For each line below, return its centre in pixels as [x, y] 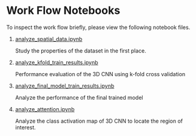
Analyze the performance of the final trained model [79, 97]
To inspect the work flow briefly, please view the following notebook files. [98, 27]
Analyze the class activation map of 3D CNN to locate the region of [99, 121]
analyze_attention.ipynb [45, 109]
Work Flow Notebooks [63, 11]
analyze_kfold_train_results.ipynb [56, 62]
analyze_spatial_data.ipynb [49, 39]
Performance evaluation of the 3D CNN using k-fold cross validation [100, 74]
